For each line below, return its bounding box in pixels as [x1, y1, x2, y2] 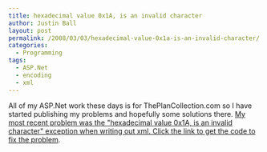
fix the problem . [8, 134, 61, 144]
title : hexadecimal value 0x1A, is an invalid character [8, 11, 203, 20]
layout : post [8, 26, 52, 34]
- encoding [15, 71, 52, 79]
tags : [8, 57, 26, 65]
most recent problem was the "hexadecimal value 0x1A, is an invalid [8, 118, 233, 127]
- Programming [15, 49, 63, 57]
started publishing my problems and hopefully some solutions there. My [8, 109, 246, 118]
